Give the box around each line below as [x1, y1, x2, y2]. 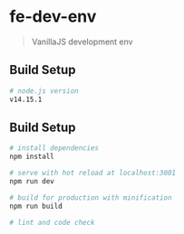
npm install [9, 152, 54, 162]
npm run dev [9, 176, 54, 186]
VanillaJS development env [31, 36, 133, 47]
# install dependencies [9, 144, 100, 153]
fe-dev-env [9, 6, 97, 27]
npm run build [9, 201, 63, 211]
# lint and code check [9, 218, 95, 227]
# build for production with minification [9, 192, 172, 202]
